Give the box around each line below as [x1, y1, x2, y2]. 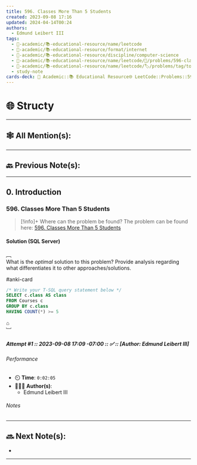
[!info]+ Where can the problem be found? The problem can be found [20, 218, 188, 225]
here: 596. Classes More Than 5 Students [20, 224, 121, 232]
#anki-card [6, 276, 33, 283]
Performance [6, 355, 38, 362]
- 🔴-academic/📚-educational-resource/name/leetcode [11, 42, 142, 47]
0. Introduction [6, 187, 62, 197]
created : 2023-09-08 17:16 [6, 14, 72, 20]
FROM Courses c [6, 298, 43, 304]
